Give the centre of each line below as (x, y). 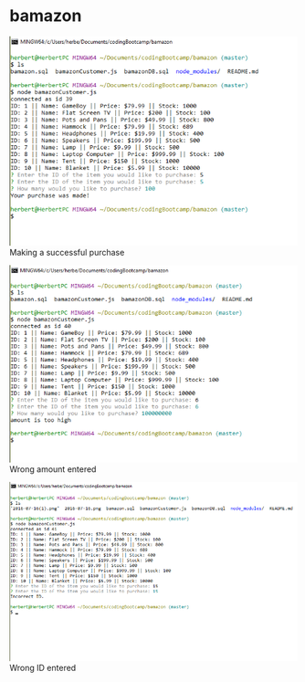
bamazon (46, 16)
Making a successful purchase (67, 252)
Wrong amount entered (53, 469)
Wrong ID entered (43, 668)
